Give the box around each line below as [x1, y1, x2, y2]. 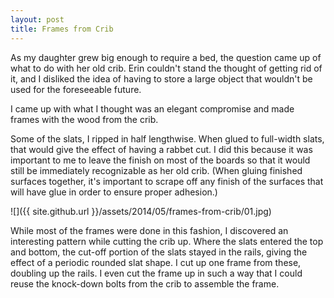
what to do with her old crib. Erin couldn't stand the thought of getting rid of [10, 62, 323, 74]
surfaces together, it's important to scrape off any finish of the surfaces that [10, 175, 324, 187]
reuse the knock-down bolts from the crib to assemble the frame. [10, 277, 280, 290]
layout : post [10, 14, 65, 25]
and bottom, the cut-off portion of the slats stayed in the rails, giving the [10, 246, 308, 258]
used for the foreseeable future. [10, 83, 142, 95]
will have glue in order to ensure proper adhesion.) [10, 186, 218, 198]
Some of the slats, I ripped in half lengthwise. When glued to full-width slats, [10, 132, 325, 145]
